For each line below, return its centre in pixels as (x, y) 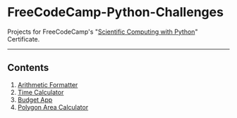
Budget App (35, 100)
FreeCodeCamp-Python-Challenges (116, 12)
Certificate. (24, 39)
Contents (28, 68)
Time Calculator (41, 92)
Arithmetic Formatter (48, 84)
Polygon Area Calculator (53, 107)
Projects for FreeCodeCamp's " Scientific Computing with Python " (103, 32)
